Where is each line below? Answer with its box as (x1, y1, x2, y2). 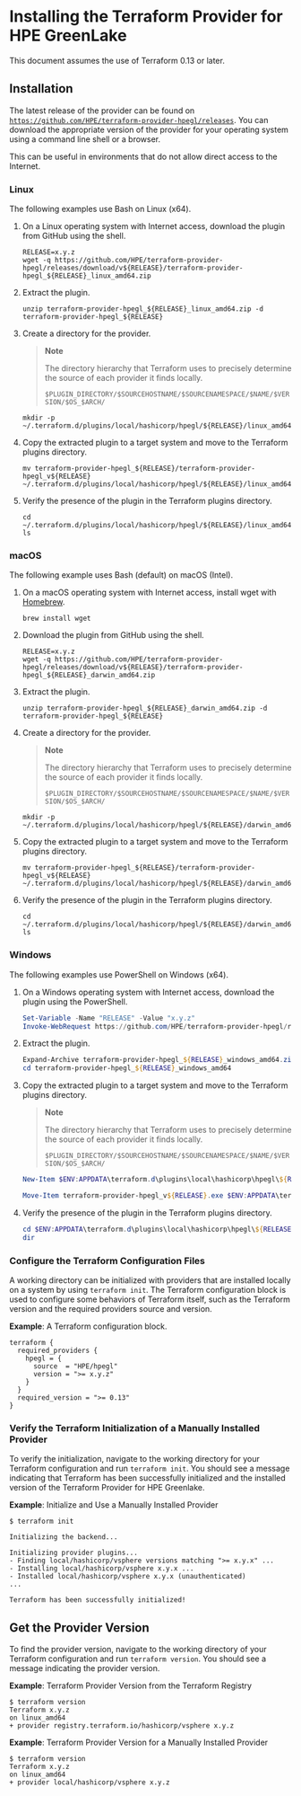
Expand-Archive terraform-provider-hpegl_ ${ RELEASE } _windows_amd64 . (21, 1056, 284, 1065)
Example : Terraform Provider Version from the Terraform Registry (9, 1680, 253, 1691)
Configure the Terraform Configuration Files (9, 1254, 206, 1267)
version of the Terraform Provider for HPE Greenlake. (9, 1482, 205, 1493)
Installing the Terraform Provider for (9, 6, 284, 27)
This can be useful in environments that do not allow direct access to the (9, 151, 278, 162)
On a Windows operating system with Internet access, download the (21, 986, 275, 997)
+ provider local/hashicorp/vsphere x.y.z (9, 1778, 170, 1787)
